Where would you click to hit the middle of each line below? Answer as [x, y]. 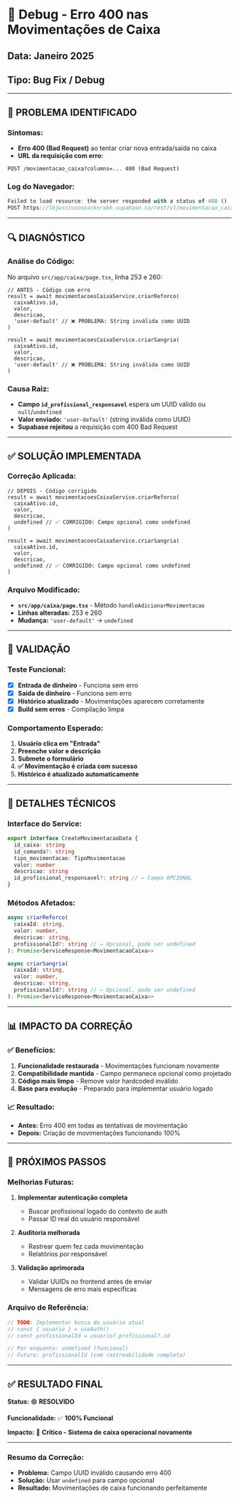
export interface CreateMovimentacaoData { [73, 839]
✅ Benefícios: [32, 1050]
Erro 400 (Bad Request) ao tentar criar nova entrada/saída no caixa [117, 148]
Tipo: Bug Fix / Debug [56, 80]
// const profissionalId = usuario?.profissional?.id [89, 1336]
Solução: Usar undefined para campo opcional [86, 1481]
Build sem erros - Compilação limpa [71, 709]
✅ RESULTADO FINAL [55, 1384]
